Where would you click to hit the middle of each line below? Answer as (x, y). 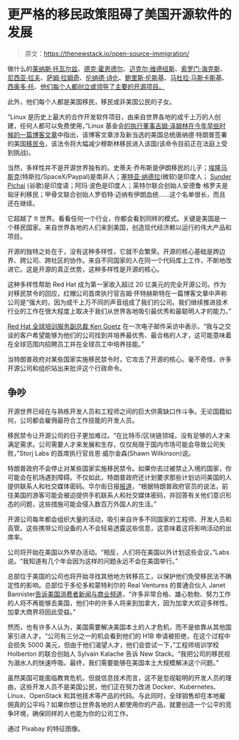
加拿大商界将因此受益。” (42, 612)
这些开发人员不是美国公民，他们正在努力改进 (85, 687)
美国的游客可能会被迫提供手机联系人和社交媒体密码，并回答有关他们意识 (119, 495)
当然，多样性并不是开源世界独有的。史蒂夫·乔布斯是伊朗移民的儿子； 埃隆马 (117, 168)
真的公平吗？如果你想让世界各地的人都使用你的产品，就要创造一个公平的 (119, 704)
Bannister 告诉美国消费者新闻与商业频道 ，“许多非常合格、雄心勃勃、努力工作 (119, 594)
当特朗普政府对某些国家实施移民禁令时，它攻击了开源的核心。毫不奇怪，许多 (119, 359)
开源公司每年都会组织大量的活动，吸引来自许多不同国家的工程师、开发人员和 (119, 519)
